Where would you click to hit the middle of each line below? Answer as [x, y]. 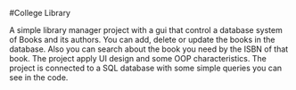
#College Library [40, 13]
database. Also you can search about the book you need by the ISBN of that [149, 49]
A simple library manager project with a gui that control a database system [146, 30]
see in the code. [39, 78]
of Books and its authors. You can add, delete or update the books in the [142, 40]
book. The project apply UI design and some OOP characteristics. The [138, 58]
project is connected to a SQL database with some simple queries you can [146, 68]
